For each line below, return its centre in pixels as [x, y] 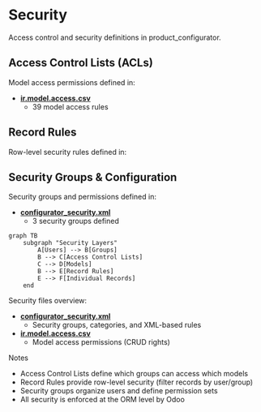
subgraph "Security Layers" [70, 243]
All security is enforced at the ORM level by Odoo [102, 400]
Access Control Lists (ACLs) [81, 63]
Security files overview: [48, 301]
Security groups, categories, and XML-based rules [117, 325]
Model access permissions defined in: [72, 82]
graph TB [23, 236]
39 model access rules [70, 106]
